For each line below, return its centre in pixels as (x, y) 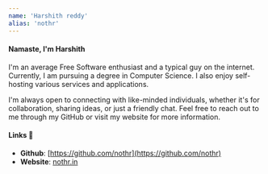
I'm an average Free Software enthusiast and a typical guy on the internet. (132, 67)
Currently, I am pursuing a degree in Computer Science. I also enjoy (121, 75)
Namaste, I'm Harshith (47, 49)
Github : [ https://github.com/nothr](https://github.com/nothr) (121, 153)
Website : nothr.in (49, 161)
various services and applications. (92, 84)
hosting (21, 84)
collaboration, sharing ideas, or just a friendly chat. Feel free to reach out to (134, 108)
